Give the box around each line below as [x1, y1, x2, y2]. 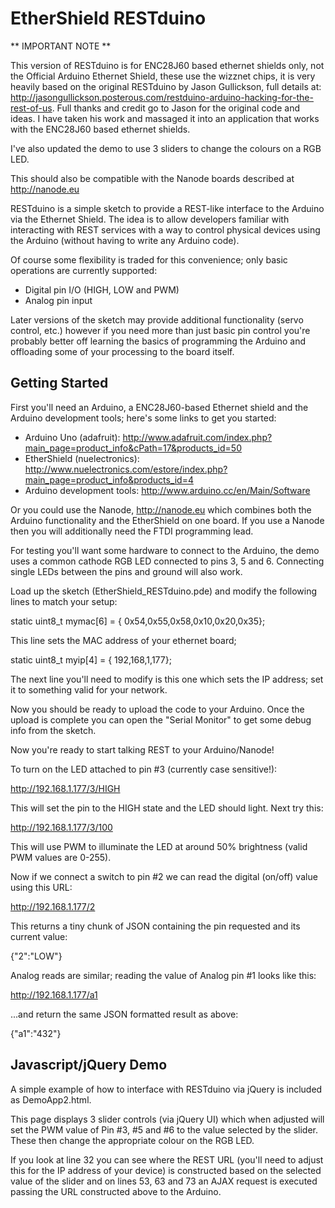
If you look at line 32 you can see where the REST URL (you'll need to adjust [10, 1153, 324, 1166]
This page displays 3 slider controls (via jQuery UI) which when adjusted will [10, 1113, 325, 1125]
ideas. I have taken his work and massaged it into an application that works [10, 112, 320, 124]
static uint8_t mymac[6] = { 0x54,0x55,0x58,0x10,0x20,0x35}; [10, 615, 266, 627]
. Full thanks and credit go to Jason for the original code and [51, 102, 300, 114]
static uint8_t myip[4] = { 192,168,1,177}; [10, 653, 172, 666]
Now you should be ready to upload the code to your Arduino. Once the [10, 703, 305, 715]
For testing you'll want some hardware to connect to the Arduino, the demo [10, 544, 320, 556]
